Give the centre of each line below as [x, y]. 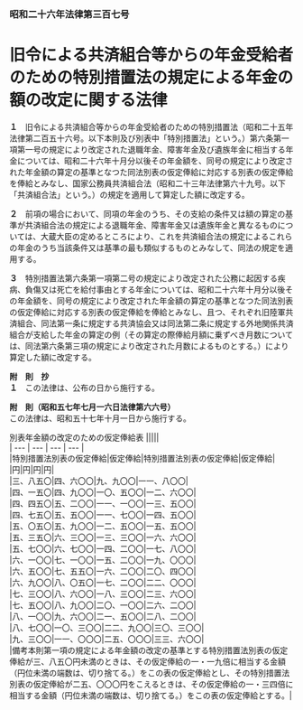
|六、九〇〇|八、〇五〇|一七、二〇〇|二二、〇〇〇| [103, 582]
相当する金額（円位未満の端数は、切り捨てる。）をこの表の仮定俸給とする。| [151, 695]
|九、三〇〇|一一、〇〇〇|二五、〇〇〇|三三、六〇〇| [107, 639]
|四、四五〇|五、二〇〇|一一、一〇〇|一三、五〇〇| [103, 503]
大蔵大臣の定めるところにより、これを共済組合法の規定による [155, 236]
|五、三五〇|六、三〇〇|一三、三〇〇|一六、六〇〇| [103, 537]
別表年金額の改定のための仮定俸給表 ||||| [84, 437]
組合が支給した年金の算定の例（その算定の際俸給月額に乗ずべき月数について [151, 334]
